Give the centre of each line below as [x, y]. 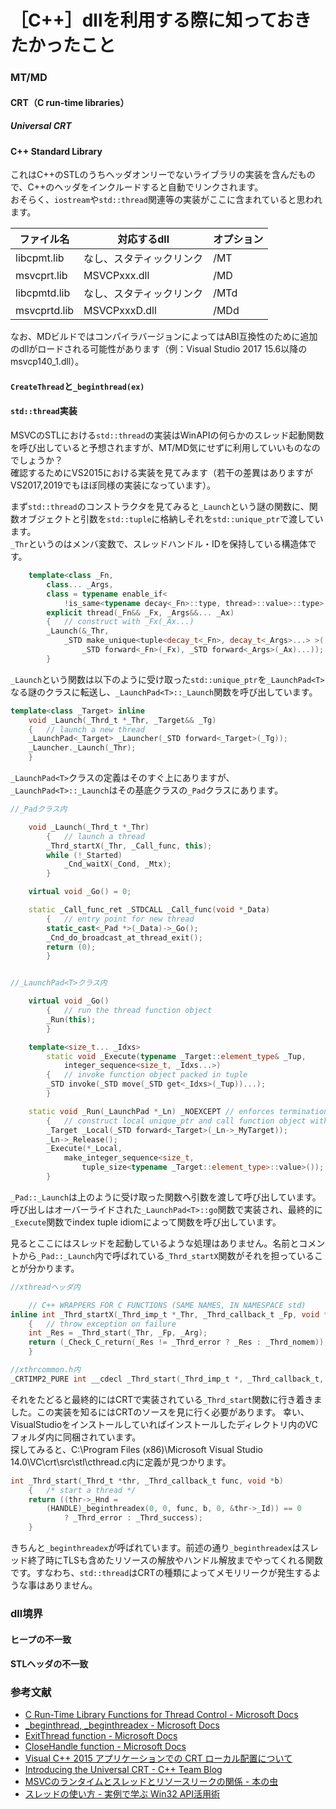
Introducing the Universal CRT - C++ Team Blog [123, 1770]
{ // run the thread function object [129, 1011]
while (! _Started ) [84, 855]
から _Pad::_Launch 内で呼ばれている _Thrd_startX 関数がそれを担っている [166, 1255]
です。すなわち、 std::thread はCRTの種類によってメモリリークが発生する [161, 1573]
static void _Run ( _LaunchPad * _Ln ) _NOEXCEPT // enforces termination [178, 1111]
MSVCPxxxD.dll [120, 311]
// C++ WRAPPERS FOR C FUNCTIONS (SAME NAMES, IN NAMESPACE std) [167, 1305]
